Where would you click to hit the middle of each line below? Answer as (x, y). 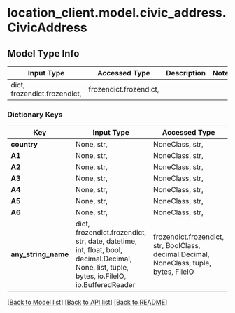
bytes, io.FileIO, (101, 276)
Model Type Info (43, 53)
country (24, 145)
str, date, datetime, (107, 241)
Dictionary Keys (35, 115)
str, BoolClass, (177, 246)
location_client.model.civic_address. (117, 13)
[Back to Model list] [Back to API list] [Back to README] (87, 303)
